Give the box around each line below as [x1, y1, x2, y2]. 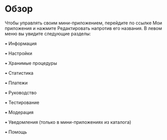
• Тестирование [5, 99, 40, 106]
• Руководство [5, 89, 37, 95]
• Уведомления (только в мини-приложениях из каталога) [5, 119, 131, 125]
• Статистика [5, 69, 34, 76]
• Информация [5, 40, 37, 46]
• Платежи [5, 80, 28, 86]
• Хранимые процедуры [5, 60, 57, 66]
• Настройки [5, 50, 32, 56]
